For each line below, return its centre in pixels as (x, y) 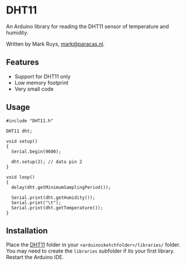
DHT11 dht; (19, 131)
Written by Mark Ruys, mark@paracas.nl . (56, 44)
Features (23, 62)
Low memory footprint (41, 82)
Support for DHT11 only (42, 76)
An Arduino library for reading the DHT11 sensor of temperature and (88, 26)
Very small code (34, 89)
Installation (27, 231)
